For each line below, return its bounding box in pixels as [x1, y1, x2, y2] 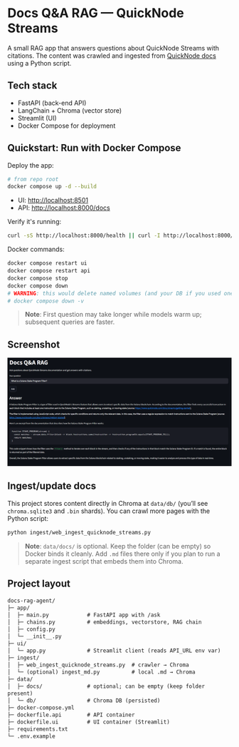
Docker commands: [7, 245, 65, 254]
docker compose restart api [7, 268, 91, 275]
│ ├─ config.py [7, 626, 55, 633]
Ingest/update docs [7, 480, 97, 492]
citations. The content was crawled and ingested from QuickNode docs [7, 51, 217, 60]
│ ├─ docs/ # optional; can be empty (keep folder [7, 683, 205, 690]
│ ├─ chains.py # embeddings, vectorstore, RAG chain [7, 619, 202, 626]
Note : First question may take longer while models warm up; [24, 310, 202, 319]
